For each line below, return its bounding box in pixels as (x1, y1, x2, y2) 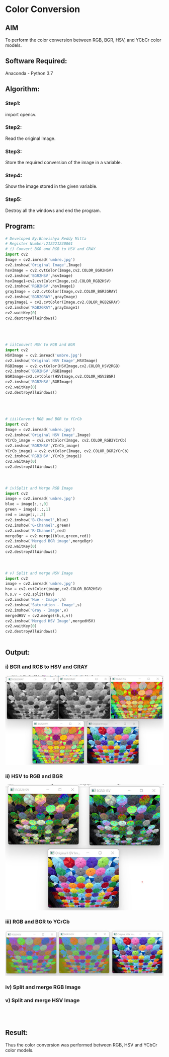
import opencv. (5, 111, 37, 117)
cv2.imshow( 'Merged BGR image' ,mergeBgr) (5, 539, 94, 544)
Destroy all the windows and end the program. (5, 207, 101, 214)
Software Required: (5, 57, 67, 65)
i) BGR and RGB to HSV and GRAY (5, 663, 88, 670)
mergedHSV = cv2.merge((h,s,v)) (5, 613, 73, 618)
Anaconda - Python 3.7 (5, 70, 53, 76)
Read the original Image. (5, 135, 56, 142)
